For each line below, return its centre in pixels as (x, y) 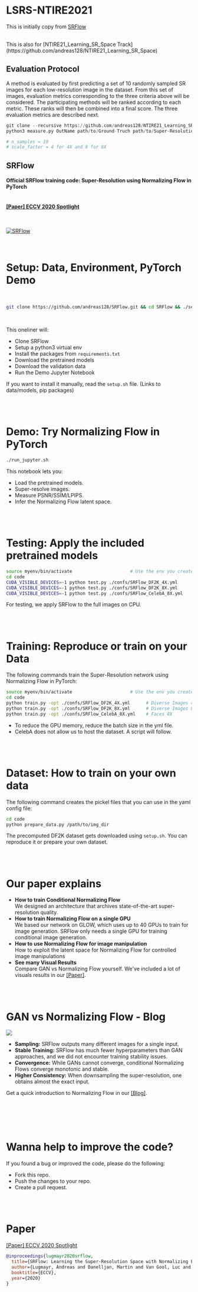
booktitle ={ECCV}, (34, 1273)
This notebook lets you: (34, 471)
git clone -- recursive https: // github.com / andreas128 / (75, 125)
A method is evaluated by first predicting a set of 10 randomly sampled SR (96, 83)
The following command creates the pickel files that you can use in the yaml (98, 802)
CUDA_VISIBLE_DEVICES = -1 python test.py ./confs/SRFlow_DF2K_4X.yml (92, 582)
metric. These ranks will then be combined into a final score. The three (92, 108)
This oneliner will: (27, 330)
